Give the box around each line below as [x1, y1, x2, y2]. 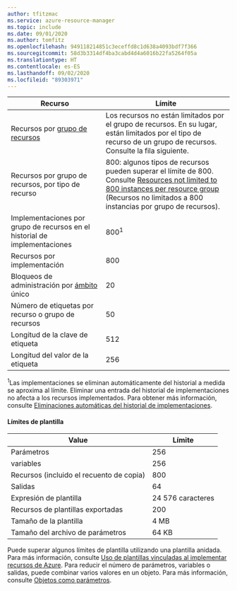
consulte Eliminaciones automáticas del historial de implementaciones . [7, 401, 213, 410]
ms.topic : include [7, 23, 61, 30]
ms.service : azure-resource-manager [7, 17, 115, 24]
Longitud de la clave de [11, 330, 88, 340]
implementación [11, 260, 65, 270]
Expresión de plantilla [11, 493, 83, 503]
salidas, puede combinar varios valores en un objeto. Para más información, [7, 568, 228, 577]
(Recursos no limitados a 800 [105, 193, 203, 202]
